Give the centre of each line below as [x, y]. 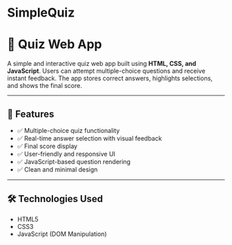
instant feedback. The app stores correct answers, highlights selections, [110, 78]
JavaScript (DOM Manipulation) [62, 234]
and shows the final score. [45, 86]
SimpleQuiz [41, 13]
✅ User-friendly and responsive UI [66, 154]
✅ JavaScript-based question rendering [74, 161]
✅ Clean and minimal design [57, 169]
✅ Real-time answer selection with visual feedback [89, 138]
